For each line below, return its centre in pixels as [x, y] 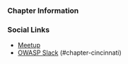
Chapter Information [43, 11]
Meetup [29, 46]
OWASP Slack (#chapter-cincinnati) [69, 53]
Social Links [29, 29]
